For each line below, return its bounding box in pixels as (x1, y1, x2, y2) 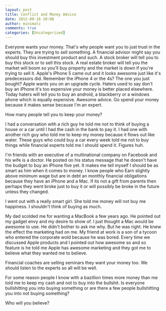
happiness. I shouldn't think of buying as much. (5, 204, 102, 209)
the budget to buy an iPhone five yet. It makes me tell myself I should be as (5, 162, 159, 168)
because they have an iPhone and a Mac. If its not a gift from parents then (5, 178, 157, 184)
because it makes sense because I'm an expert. (5, 102, 103, 108)
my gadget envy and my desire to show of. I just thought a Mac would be (5, 219, 154, 224)
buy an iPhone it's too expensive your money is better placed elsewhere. (5, 86, 154, 92)
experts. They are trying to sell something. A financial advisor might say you (5, 49, 161, 55)
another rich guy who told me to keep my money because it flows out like (5, 132, 155, 137)
